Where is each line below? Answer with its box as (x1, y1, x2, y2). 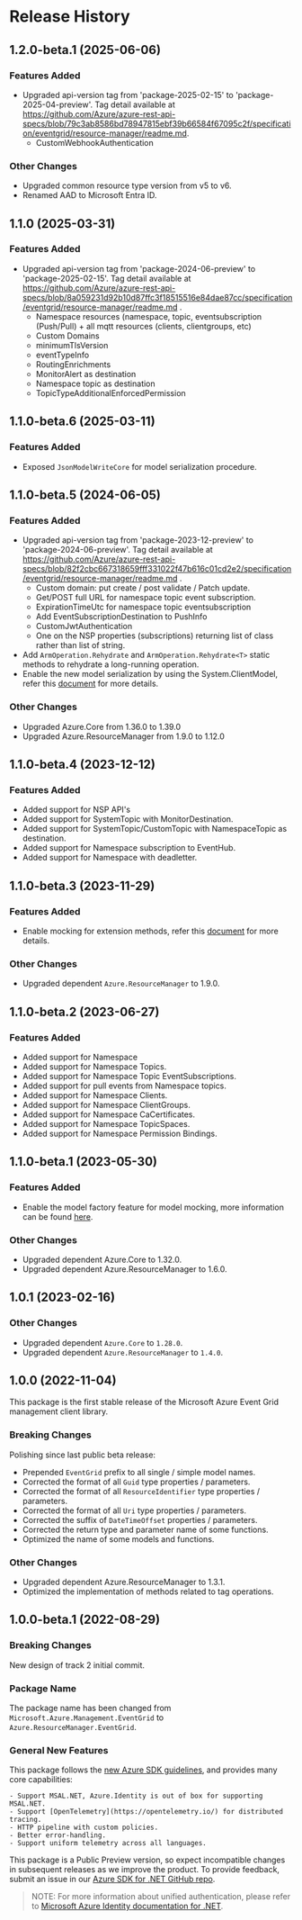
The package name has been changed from (9, 1702, 172, 1713)
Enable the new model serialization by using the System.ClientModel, (22, 669, 279, 680)
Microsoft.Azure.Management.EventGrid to (9, 1712, 164, 1723)
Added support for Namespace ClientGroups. (22, 1099, 191, 1110)
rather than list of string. (35, 640, 126, 651)
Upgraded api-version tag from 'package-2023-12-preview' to (22, 535, 254, 545)
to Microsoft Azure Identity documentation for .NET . (31, 1901, 224, 1912)
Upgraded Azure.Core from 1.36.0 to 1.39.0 (22, 721, 182, 732)
